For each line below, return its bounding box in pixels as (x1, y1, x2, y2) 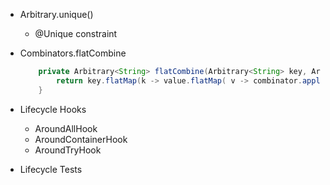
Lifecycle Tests (19, 163, 83, 175)
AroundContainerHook (34, 133, 128, 145)
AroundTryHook (34, 144, 102, 156)
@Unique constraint (34, 28, 118, 39)
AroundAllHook (34, 122, 98, 134)
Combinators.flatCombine (19, 47, 127, 59)
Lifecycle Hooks (19, 103, 87, 115)
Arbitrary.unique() (19, 9, 94, 20)
